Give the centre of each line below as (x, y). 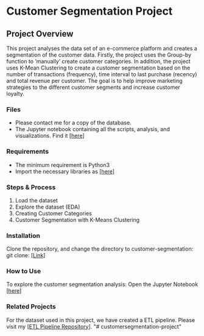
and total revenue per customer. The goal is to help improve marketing (94, 81)
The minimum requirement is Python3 (62, 165)
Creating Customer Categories (54, 213)
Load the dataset (36, 200)
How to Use (24, 271)
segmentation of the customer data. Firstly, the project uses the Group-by (99, 55)
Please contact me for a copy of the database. (73, 123)
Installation (23, 235)
